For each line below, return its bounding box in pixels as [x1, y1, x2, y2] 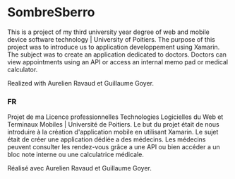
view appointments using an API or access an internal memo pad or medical [7, 57, 229, 66]
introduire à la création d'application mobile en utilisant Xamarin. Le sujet [7, 128, 219, 137]
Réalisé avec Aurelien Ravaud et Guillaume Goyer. [7, 164, 152, 173]
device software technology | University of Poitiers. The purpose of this [7, 35, 215, 43]
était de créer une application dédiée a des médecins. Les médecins [7, 135, 206, 144]
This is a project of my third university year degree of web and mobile [7, 28, 210, 36]
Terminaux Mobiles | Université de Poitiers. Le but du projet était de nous [7, 120, 220, 129]
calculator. [7, 65, 38, 74]
